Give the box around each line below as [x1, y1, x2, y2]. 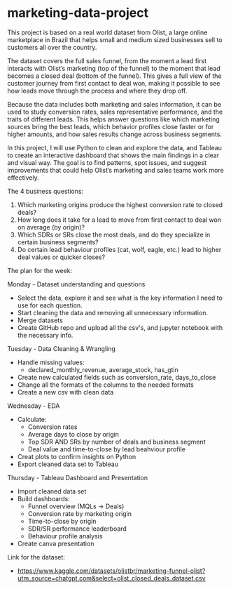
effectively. [7, 173, 40, 182]
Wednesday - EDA [7, 402, 60, 410]
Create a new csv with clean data [17, 388, 114, 396]
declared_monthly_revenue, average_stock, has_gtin [27, 365, 178, 373]
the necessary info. [17, 331, 73, 339]
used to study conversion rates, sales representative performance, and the [7, 107, 223, 116]
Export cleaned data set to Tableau [17, 460, 119, 468]
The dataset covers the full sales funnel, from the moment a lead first [7, 56, 207, 65]
